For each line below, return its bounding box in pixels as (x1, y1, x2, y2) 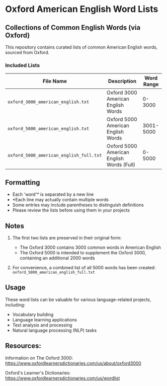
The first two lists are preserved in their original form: (12, 234, 122, 240)
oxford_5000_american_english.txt (7, 126, 89, 132)
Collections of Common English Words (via (5, 23, 141, 32)
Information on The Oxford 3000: (5, 355, 73, 361)
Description (108, 78, 137, 85)
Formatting (5, 178, 40, 187)
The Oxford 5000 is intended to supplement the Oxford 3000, (19, 249, 147, 255)
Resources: (5, 342, 41, 350)
